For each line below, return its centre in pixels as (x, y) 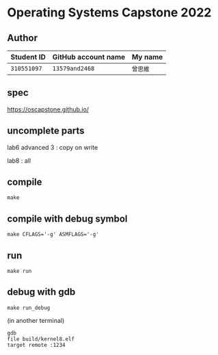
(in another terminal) (36, 320)
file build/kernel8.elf (41, 339)
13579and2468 (73, 69)
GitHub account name (89, 57)
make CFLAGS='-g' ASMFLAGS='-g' (53, 235)
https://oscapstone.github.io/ (48, 109)
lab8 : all (19, 160)
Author (22, 38)
